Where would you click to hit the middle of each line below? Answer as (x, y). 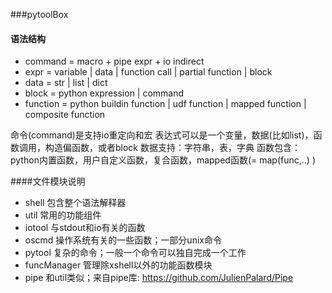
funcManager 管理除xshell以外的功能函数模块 (118, 265)
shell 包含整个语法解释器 (75, 203)
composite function (65, 115)
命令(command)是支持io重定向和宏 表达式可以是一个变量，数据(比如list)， (162, 135)
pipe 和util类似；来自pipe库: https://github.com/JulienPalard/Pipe (159, 278)
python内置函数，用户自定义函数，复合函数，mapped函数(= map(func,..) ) (163, 160)
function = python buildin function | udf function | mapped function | (165, 104)
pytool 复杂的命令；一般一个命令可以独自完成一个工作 (135, 253)
